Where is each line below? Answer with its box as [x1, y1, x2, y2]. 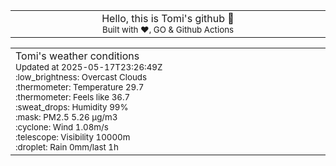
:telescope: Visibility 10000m [15, 132, 131, 143]
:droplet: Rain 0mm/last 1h [15, 142, 119, 153]
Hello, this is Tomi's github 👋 [101, 12, 235, 25]
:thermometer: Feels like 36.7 [15, 92, 131, 103]
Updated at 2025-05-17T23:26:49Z [15, 62, 163, 73]
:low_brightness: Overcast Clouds [15, 72, 148, 83]
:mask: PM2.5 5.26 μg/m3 [15, 112, 118, 123]
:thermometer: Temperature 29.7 [15, 82, 145, 93]
